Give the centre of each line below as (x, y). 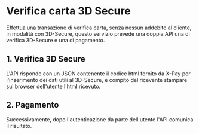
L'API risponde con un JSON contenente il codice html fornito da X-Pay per (98, 74)
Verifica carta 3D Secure (69, 11)
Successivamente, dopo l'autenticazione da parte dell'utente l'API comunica (100, 119)
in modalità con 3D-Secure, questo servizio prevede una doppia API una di (98, 33)
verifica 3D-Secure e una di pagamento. (56, 40)
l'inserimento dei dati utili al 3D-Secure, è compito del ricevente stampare (97, 80)
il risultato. (19, 126)
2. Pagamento (33, 105)
